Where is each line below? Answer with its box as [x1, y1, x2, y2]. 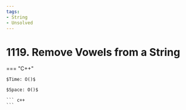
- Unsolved [6, 20, 33, 26]
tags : [6, 8, 20, 15]
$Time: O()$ [6, 77, 36, 83]
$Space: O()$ [6, 87, 39, 93]
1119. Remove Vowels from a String [6, 45, 181, 59]
